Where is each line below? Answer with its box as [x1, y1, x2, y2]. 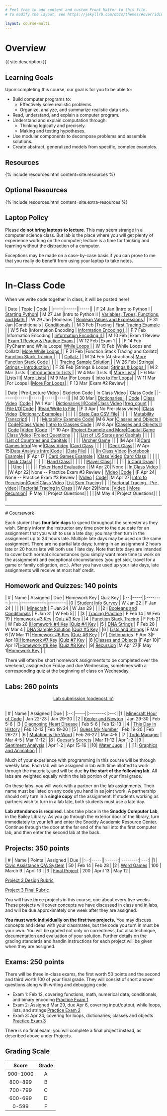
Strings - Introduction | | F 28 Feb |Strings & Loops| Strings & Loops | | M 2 [5, 364, 158, 370]
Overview [5, 42, 46, 54]
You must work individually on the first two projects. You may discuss [5, 917, 152, 923]
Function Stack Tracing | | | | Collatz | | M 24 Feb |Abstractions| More [5, 353, 147, 359]
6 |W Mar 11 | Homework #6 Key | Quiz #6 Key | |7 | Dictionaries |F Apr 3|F [5, 632, 155, 638]
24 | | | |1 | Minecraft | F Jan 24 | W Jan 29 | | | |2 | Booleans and [5, 605, 137, 611]
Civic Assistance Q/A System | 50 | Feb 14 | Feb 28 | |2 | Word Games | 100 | [5, 862, 162, 868]
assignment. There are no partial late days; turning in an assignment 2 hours [5, 541, 162, 547]
